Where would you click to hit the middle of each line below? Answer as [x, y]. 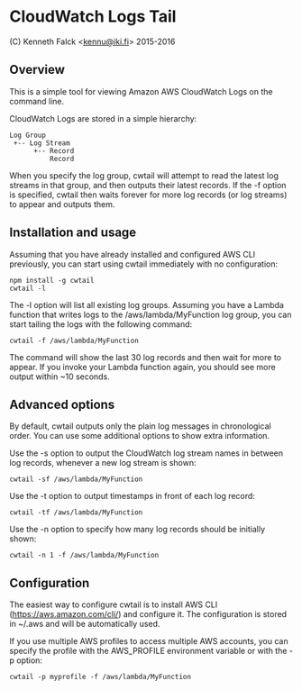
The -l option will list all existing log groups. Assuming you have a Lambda [146, 304]
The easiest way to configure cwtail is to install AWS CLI [114, 604]
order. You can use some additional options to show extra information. [140, 436]
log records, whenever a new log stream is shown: [103, 463]
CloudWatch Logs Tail [93, 17]
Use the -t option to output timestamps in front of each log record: [132, 496]
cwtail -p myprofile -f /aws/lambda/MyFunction [101, 677]
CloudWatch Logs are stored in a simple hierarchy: [103, 118]
